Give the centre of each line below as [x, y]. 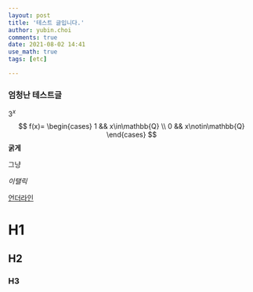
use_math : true [33, 52]
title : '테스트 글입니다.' [46, 23]
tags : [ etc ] [27, 60]
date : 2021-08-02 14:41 [47, 45]
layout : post [29, 15]
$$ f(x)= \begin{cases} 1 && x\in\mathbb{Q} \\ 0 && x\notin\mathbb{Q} [132, 126]
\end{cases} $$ [132, 134]
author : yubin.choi [40, 30]
